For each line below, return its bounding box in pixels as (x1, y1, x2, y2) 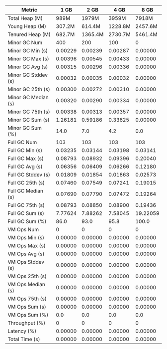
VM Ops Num (7, 226, 39, 233)
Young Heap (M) (7, 23, 46, 29)
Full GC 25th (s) (7, 179, 45, 186)
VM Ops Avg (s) (7, 250, 45, 257)
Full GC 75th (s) (7, 202, 45, 208)
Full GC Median (7, 187, 44, 194)
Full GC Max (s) (7, 155, 44, 162)
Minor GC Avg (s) (7, 63, 48, 70)
